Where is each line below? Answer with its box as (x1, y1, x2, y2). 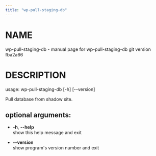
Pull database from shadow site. (5, 96, 73, 102)
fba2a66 (5, 51, 23, 57)
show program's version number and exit (12, 145, 99, 151)
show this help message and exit (12, 130, 82, 136)
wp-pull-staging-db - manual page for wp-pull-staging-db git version (5, 46, 151, 52)
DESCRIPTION (5, 69, 66, 81)
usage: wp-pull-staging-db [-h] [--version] (5, 86, 95, 92)
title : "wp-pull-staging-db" (5, 7, 67, 13)
